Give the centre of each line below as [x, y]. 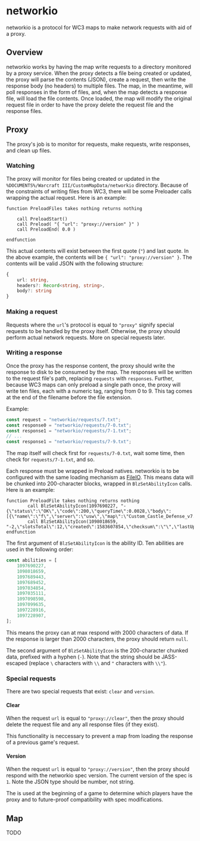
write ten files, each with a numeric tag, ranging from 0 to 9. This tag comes [99, 391]
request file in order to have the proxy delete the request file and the [90, 105]
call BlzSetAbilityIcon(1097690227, [73, 506]
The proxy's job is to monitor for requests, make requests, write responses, [98, 144]
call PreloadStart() [42, 219]
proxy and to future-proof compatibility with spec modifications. [85, 800]
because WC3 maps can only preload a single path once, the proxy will [93, 384]
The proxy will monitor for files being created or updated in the [83, 178]
